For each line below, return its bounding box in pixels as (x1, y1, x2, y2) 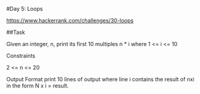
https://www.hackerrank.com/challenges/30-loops (6, 17, 134, 24)
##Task (6, 29, 26, 36)
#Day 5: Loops (6, 5, 43, 12)
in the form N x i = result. (6, 82, 69, 89)
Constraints (6, 52, 35, 59)
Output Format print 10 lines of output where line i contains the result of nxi (6, 76, 195, 82)
